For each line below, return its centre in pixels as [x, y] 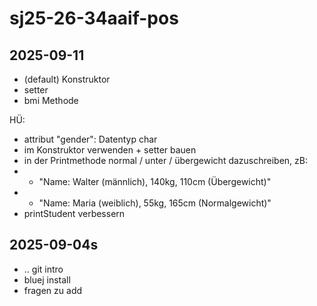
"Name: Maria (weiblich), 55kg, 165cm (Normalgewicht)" [155, 203]
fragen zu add [53, 290]
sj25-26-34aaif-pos [94, 18]
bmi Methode [51, 100]
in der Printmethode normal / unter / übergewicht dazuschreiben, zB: [166, 160]
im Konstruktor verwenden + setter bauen [110, 150]
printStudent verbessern [74, 213]
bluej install [47, 279]
